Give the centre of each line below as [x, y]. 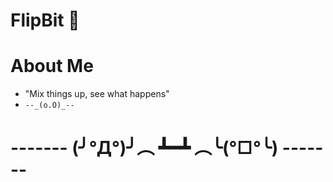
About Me [52, 66]
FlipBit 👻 [45, 20]
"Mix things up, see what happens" [97, 94]
